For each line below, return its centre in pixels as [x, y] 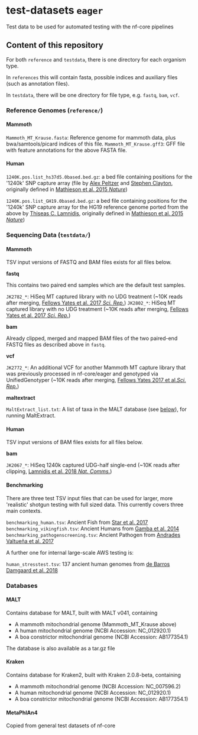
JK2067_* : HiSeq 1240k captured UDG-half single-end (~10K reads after [93, 465]
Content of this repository [55, 45]
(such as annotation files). [38, 83]
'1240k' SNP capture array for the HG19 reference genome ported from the [97, 207]
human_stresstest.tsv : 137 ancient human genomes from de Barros [88, 564]
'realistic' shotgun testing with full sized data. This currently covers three [95, 504]
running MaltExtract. [31, 416]
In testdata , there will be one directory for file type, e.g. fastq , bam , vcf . [93, 95]
